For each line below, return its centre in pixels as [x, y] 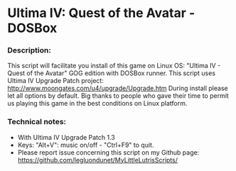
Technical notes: [37, 122]
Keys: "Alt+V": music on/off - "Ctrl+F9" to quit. [86, 145]
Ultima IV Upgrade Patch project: [56, 81]
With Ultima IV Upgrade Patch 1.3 [66, 137]
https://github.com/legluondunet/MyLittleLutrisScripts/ [97, 160]
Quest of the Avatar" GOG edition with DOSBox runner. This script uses [111, 73]
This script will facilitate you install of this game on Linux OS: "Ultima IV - [114, 66]
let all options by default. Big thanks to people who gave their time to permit [118, 96]
